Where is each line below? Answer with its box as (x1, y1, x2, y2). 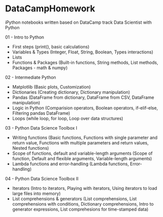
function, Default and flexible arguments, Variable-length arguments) (12, 155, 152, 161)
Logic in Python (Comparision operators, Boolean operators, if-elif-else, (12, 105, 158, 111)
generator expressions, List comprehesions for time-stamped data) (12, 206, 149, 212)
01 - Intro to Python (5, 34, 44, 40)
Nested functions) (12, 145, 49, 151)
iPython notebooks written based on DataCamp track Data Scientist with (5, 19, 152, 25)
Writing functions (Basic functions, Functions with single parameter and (12, 134, 158, 140)
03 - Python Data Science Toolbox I (5, 125, 77, 131)
